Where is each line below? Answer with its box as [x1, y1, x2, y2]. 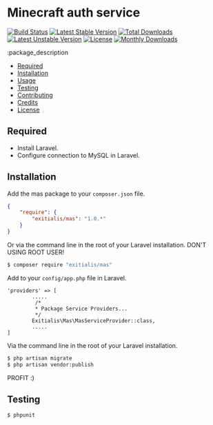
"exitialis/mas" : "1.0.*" [32, 216, 107, 222]
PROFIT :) [7, 373, 34, 382]
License [17, 105, 40, 114]
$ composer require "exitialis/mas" [7, 261, 112, 268]
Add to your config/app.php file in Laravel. [7, 273, 127, 282]
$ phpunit [7, 412, 36, 419]
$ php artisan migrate [7, 355, 72, 362]
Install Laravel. [17, 143, 59, 152]
